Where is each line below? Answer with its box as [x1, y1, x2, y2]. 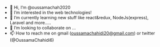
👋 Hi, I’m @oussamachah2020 [9, 5, 71, 10]
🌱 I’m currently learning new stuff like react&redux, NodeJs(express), [9, 15, 149, 20]
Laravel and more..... [9, 20, 51, 25]
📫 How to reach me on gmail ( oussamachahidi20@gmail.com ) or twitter [9, 30, 155, 36]
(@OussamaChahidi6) [9, 37, 54, 43]
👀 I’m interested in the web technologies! [9, 10, 92, 15]
